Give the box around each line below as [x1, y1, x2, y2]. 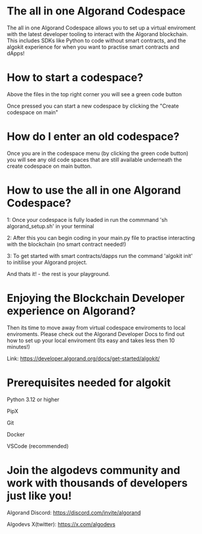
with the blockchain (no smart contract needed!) [7, 241, 127, 248]
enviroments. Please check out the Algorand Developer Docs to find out [7, 330, 185, 337]
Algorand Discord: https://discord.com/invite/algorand [7, 509, 141, 516]
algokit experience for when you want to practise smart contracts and [7, 43, 180, 51]
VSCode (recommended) [7, 442, 69, 449]
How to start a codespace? [7, 71, 144, 85]
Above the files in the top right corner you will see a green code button [7, 90, 182, 97]
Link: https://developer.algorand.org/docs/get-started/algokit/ [7, 355, 160, 362]
